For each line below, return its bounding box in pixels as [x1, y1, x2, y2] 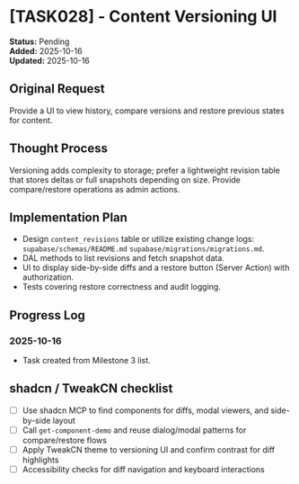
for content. [9, 114, 53, 125]
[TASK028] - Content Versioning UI [9, 6, 277, 27]
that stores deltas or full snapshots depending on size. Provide [9, 174, 241, 185]
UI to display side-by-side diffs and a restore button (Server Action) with [22, 263, 290, 273]
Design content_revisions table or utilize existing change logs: [22, 234, 255, 245]
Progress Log [9, 308, 85, 323]
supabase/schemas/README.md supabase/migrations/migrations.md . [22, 243, 265, 254]
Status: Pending [9, 36, 70, 47]
